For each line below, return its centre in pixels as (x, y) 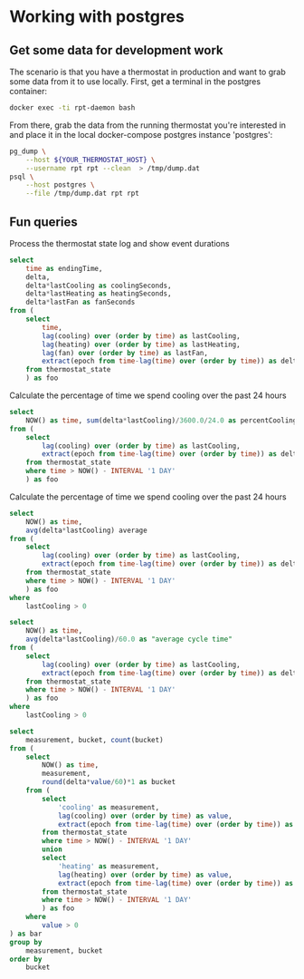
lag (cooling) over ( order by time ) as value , (145, 816)
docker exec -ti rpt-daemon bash (72, 108)
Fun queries (44, 222)
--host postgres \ (60, 185)
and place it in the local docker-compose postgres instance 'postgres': (141, 134)
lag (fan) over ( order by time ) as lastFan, (125, 353)
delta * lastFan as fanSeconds (81, 302)
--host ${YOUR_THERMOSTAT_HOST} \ (90, 160)
